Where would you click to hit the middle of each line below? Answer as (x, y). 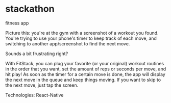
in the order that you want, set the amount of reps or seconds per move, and (86, 69)
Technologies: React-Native (34, 95)
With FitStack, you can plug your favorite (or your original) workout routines (85, 63)
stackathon (30, 9)
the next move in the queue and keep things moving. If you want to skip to (83, 80)
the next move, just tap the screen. (42, 85)
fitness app (17, 23)
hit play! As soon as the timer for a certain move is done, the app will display (86, 74)
